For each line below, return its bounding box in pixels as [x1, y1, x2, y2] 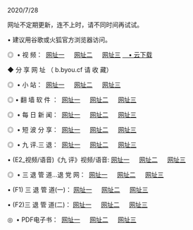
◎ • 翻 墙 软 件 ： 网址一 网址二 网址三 [7, 95, 137, 104]
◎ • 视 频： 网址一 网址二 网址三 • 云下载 [7, 51, 153, 59]
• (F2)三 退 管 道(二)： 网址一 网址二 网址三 [7, 200, 148, 209]
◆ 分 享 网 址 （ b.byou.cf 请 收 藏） [7, 66, 113, 73]
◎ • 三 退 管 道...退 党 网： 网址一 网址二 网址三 [7, 171, 164, 178]
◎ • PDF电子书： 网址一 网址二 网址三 [7, 215, 137, 224]
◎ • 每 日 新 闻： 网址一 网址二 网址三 [7, 111, 137, 119]
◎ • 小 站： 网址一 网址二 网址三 [7, 80, 121, 89]
